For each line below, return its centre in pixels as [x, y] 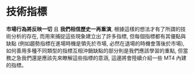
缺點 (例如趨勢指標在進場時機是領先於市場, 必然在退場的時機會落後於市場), [96, 43]
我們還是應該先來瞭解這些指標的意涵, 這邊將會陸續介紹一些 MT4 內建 [104, 58]
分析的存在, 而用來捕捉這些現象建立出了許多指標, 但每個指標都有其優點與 [98, 36]
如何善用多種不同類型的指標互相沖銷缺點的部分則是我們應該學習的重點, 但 [94, 50]
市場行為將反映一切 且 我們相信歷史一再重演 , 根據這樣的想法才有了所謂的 [93, 29]
